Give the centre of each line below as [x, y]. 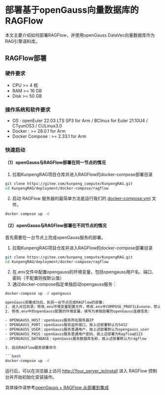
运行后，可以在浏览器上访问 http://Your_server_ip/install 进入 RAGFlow [76, 371]
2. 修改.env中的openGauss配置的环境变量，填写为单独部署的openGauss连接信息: [78, 311]
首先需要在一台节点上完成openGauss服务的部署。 [55, 237]
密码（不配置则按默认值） [38, 278]
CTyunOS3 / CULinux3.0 [37, 125]
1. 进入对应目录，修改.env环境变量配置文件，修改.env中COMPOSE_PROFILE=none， [79, 307]
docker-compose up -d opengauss [38, 293]
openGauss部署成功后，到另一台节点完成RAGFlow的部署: [55, 302]
